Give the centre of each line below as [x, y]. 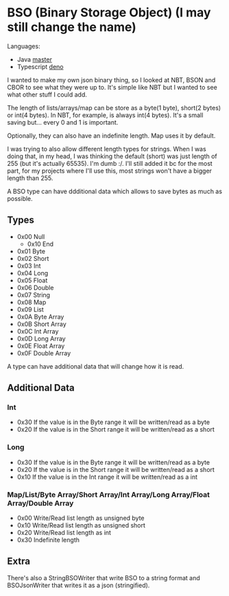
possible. [20, 198]
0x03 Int [29, 266]
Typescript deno [40, 66]
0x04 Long [33, 273]
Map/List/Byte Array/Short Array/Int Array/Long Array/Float [109, 495]
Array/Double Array [40, 503]
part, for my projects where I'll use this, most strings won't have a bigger [110, 171]
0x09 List [30, 309]
